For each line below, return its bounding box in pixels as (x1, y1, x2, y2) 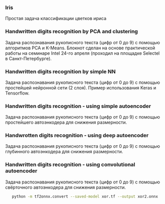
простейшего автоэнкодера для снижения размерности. (5, 120, 127, 126)
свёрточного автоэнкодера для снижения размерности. (5, 184, 126, 190)
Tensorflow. (5, 90, 30, 96)
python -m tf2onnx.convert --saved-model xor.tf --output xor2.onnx (12, 194, 158, 199)
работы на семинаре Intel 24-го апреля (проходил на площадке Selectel (5, 50, 160, 56)
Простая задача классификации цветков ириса (5, 16, 107, 22)
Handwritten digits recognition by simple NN (5, 68, 116, 75)
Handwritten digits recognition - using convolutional (5, 161, 135, 168)
